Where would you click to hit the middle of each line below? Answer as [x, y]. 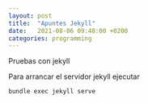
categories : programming [50, 38]
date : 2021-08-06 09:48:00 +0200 [68, 31]
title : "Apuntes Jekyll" [52, 23]
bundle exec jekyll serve [52, 92]
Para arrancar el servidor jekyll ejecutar [74, 76]
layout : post [30, 16]
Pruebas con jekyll [39, 61]
